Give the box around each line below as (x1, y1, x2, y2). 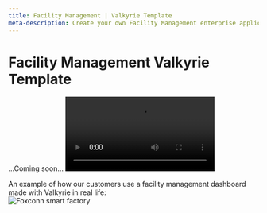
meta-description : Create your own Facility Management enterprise (8, 19, 237, 27)
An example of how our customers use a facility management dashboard (8, 180, 246, 189)
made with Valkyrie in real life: (8, 188, 106, 197)
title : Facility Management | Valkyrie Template (8, 11, 172, 20)
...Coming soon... (8, 164, 64, 173)
